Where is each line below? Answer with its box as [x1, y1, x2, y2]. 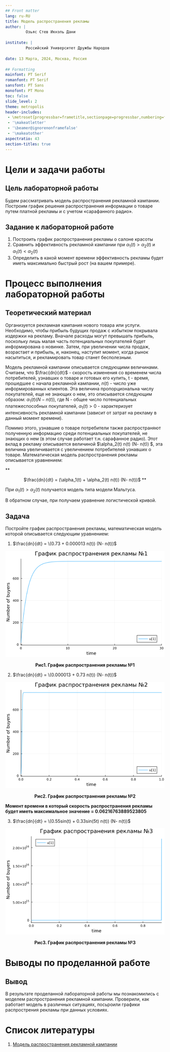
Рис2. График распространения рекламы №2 [34, 793, 136, 799]
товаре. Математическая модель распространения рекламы [5, 452, 138, 458]
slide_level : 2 [5, 99, 37, 104]
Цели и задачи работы [5, 164, 105, 176]
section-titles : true [5, 142, 51, 147]
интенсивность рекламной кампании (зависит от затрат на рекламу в [5, 410, 157, 416]
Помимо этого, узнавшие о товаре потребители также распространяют [5, 425, 161, 431]
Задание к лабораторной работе [5, 223, 114, 231]
